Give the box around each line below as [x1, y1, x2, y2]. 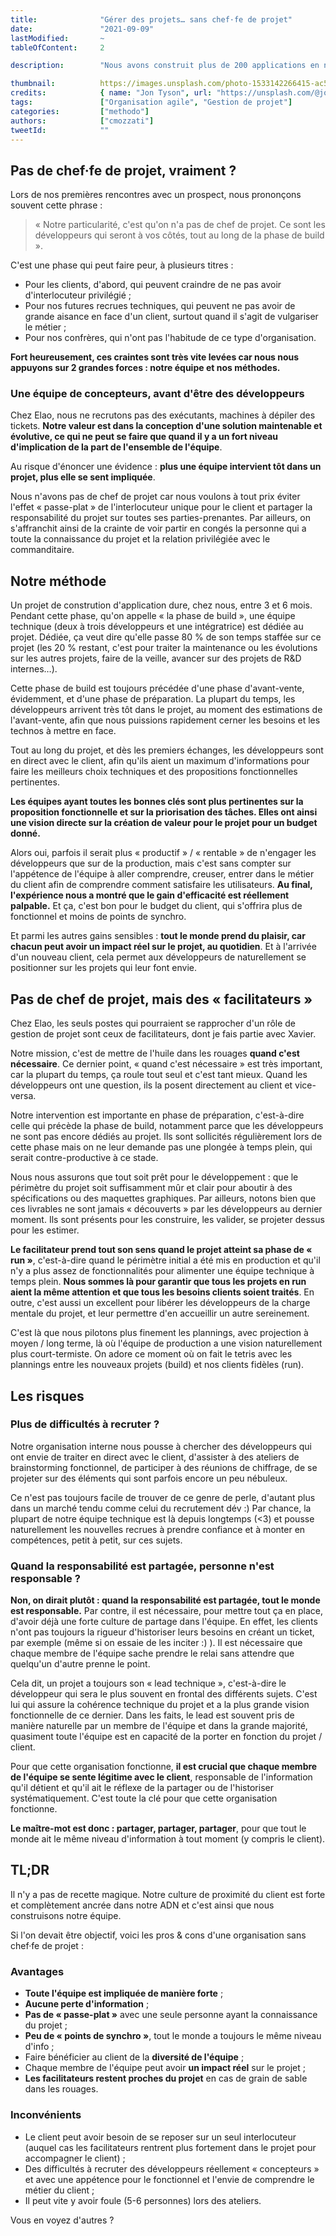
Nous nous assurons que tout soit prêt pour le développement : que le [10, 1171, 299, 1183]
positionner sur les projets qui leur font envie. [10, 962, 197, 974]
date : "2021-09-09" [10, 24, 155, 34]
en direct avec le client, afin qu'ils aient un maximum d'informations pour [10, 755, 310, 767]
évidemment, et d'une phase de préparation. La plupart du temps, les [10, 693, 296, 705]
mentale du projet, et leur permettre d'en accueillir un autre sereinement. [10, 1307, 310, 1320]
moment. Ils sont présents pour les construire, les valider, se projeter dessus [10, 1214, 325, 1226]
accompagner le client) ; [24, 2152, 126, 2164]
